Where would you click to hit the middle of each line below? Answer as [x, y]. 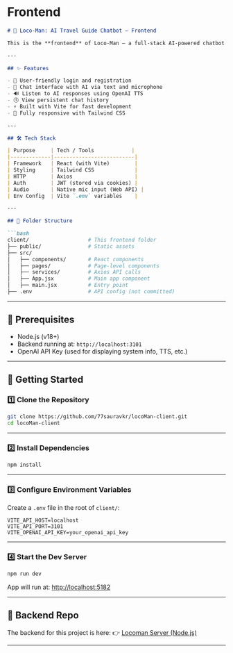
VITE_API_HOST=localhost [43, 520]
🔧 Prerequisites [41, 320]
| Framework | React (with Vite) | [72, 164]
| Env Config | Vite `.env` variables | [72, 196]
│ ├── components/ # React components [76, 259]
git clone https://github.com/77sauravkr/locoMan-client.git [97, 417]
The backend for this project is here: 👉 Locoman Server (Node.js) [102, 632]
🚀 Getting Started [45, 380]
